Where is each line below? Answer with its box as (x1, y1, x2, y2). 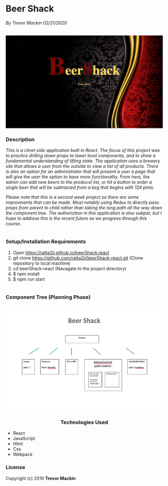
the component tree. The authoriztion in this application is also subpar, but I (5, 210, 162, 216)
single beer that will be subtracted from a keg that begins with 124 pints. (5, 184, 155, 190)
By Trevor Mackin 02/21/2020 (5, 19, 67, 25)
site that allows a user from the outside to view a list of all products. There (5, 163, 159, 169)
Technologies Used (60, 419, 109, 426)
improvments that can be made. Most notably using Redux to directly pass (5, 199, 159, 205)
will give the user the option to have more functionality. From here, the (5, 174, 150, 180)
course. (5, 221, 21, 227)
